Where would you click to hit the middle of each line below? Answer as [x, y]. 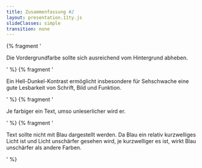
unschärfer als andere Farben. [44, 148]
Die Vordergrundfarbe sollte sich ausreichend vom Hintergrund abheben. [97, 58]
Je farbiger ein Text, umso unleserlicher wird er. [66, 111]
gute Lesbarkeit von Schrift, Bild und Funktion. [64, 88]
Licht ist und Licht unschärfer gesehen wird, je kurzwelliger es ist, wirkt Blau [101, 141]
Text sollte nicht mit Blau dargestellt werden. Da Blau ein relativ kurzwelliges [101, 135]
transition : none [28, 29]
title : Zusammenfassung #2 [40, 12]
